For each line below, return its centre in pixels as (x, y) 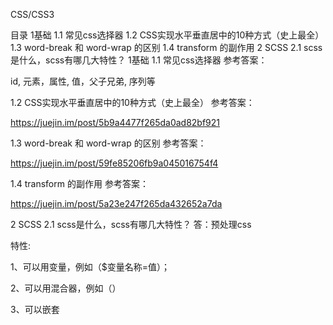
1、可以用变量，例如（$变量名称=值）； (90, 267)
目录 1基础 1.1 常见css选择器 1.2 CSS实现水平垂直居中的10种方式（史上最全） (167, 35)
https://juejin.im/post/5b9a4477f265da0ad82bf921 (115, 122)
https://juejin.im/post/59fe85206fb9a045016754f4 (114, 163)
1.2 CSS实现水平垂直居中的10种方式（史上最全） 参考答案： (132, 102)
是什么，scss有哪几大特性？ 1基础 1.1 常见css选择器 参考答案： (139, 60)
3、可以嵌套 (35, 309)
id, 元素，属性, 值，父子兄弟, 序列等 (83, 81)
